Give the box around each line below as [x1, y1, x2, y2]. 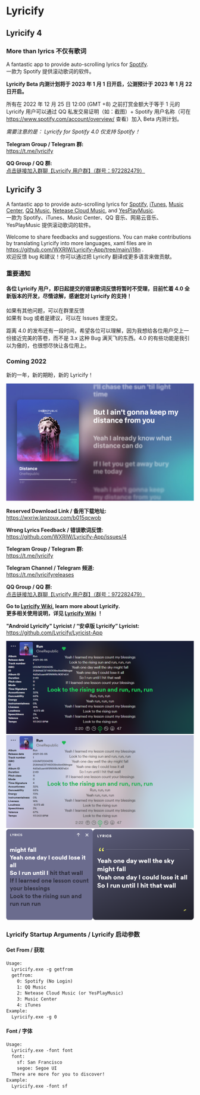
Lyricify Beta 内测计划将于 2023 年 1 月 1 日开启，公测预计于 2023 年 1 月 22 [6, 80, 192, 87]
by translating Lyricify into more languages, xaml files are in [6, 239, 152, 246]
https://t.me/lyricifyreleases [6, 571, 74, 578]
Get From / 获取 [6, 946, 45, 953]
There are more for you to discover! [11, 1071, 105, 1078]
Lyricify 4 [6, 28, 42, 38]
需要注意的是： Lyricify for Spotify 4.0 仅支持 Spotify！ [6, 128, 140, 135]
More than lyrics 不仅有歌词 [6, 46, 87, 55]
